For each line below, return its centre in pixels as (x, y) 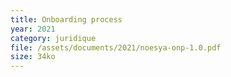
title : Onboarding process (66, 19)
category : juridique (53, 38)
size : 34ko (33, 57)
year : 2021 (33, 29)
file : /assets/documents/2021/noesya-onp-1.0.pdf (116, 47)
